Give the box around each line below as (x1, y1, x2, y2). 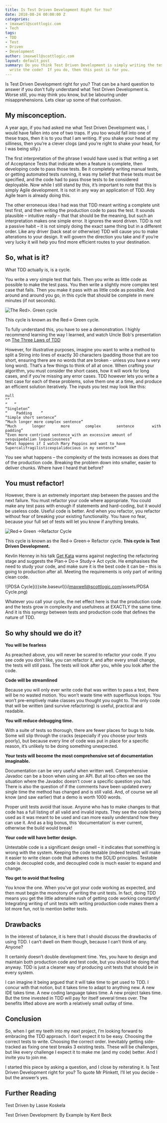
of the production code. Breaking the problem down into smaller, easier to (5, 459, 157, 465)
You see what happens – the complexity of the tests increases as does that (5, 454, 159, 460)
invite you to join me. (5, 1054, 48, 1060)
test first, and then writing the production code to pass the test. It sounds (5, 207, 155, 213)
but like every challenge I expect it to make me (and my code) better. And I (5, 1049, 158, 1055)
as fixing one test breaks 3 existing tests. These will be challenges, (21, 1043, 159, 1050)
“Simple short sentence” (5, 415, 57, 420)
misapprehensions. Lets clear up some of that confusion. (5, 97, 122, 102)
